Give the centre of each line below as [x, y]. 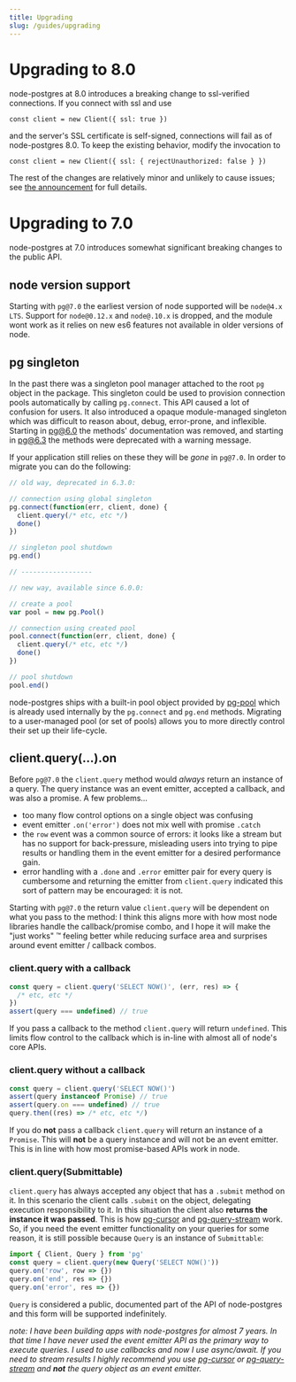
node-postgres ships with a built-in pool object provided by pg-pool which [145, 702]
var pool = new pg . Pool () [57, 612]
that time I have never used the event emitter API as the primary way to [139, 1340]
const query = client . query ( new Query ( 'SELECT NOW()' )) [114, 1262]
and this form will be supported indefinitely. [88, 1313]
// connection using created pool [73, 628]
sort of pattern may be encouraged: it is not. [102, 891]
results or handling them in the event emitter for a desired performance [151, 853]
